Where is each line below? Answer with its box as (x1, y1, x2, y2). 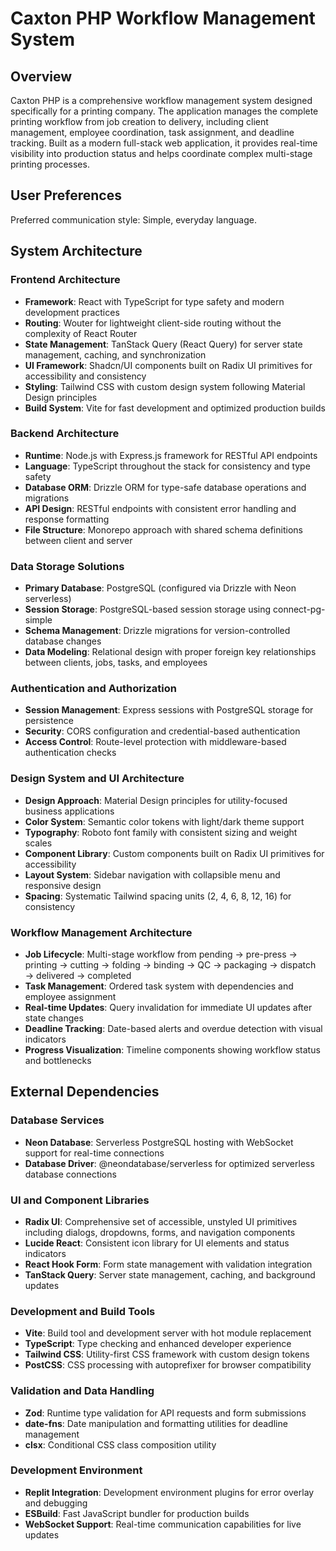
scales (24, 837, 53, 849)
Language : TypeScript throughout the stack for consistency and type (24, 460, 311, 472)
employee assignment (24, 990, 117, 1002)
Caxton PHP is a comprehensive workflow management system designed (10, 95, 313, 106)
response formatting (24, 513, 110, 525)
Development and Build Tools (10, 1304, 156, 1318)
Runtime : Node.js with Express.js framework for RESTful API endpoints (24, 449, 318, 461)
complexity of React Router (24, 327, 138, 339)
